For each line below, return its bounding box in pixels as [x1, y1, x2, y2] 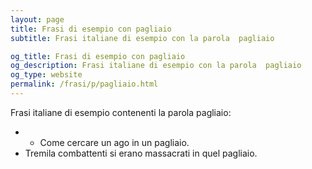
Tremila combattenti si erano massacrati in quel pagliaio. [24, 147, 258, 159]
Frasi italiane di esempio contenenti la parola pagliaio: [10, 106, 232, 118]
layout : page [10, 14, 65, 25]
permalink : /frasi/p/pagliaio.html [10, 79, 159, 90]
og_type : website [10, 70, 83, 80]
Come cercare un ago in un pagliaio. [39, 136, 190, 148]
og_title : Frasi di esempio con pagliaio [10, 51, 186, 61]
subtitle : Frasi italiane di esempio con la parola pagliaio [10, 33, 275, 43]
